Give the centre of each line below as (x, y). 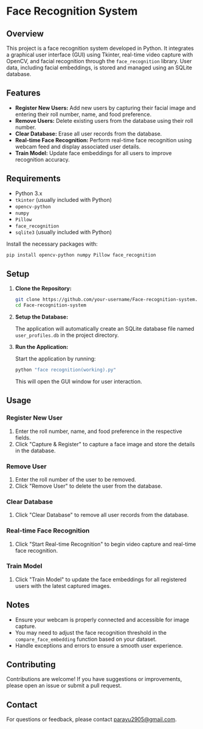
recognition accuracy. (42, 159)
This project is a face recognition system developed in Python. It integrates (100, 48)
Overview (25, 34)
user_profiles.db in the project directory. (67, 335)
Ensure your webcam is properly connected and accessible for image (102, 620)
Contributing (31, 665)
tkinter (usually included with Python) (64, 199)
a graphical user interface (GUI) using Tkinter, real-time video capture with (100, 55)
